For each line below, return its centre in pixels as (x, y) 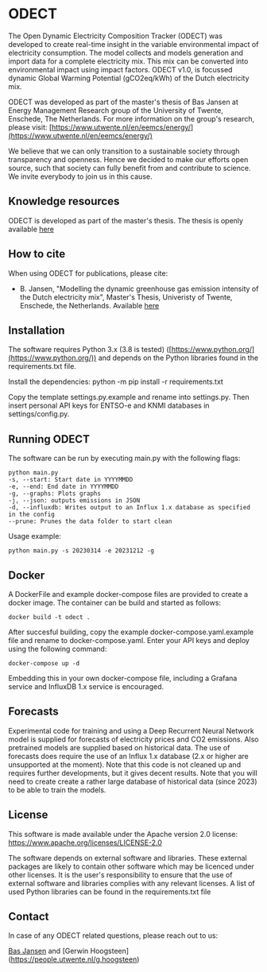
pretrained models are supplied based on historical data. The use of (119, 747)
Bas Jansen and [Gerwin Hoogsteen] (69, 951)
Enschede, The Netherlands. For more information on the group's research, (132, 118)
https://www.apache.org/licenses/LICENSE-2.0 (85, 842)
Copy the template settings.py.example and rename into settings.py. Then (129, 397)
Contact (29, 917)
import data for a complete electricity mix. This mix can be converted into (128, 61)
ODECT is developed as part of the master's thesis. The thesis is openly (126, 220)
